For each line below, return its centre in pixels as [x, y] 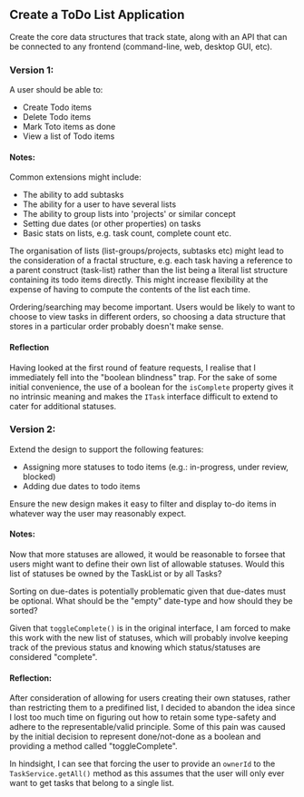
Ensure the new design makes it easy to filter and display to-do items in [143, 504]
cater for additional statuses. [63, 406]
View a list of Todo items [69, 136]
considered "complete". [54, 657]
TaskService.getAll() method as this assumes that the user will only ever [147, 773]
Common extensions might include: [76, 177]
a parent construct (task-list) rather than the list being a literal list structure [149, 271]
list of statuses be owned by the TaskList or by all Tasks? [116, 574]
